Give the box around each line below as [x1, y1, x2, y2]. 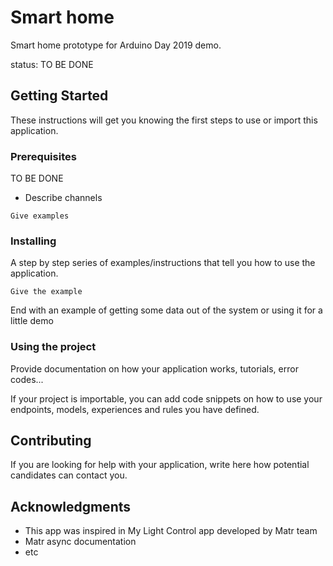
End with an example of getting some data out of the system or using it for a [10, 304, 323, 316]
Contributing [10, 432, 92, 450]
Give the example [10, 287, 83, 297]
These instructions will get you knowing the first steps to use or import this [10, 114, 318, 126]
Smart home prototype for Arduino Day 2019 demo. [10, 39, 222, 51]
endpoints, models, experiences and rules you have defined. [10, 403, 260, 415]
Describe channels [24, 192, 103, 204]
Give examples [10, 211, 70, 221]
